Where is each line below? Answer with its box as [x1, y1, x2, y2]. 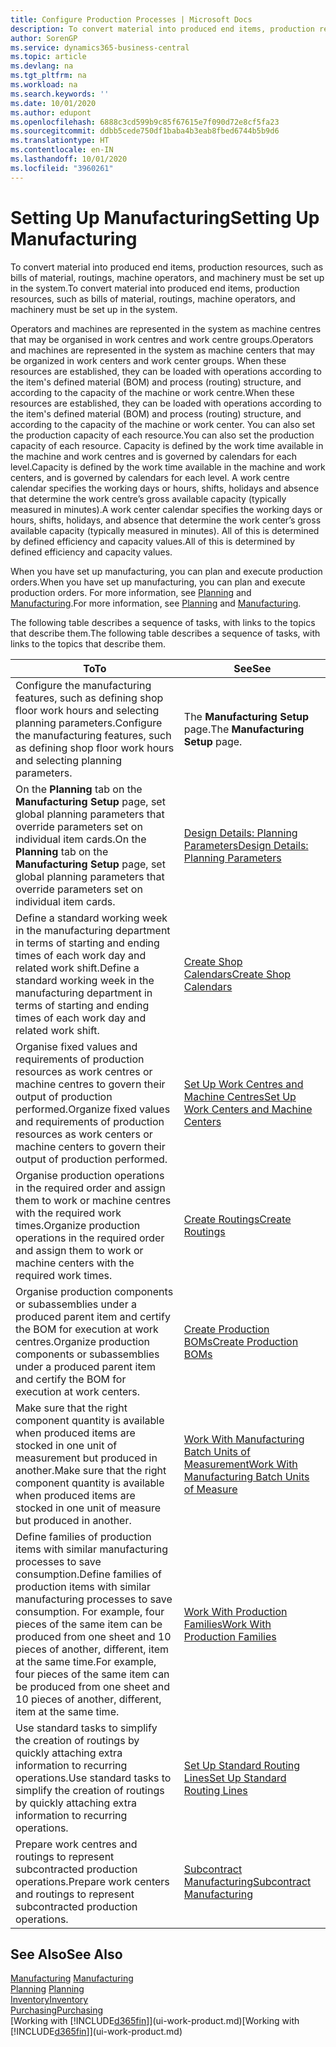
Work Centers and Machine [183, 1102, 313, 1116]
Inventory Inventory [10, 1994, 89, 2006]
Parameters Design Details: [183, 838, 309, 852]
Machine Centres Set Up [183, 1089, 297, 1103]
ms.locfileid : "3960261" [10, 163, 114, 173]
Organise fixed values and [15, 1039, 138, 1053]
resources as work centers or [15, 1127, 153, 1141]
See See [233, 661, 272, 675]
